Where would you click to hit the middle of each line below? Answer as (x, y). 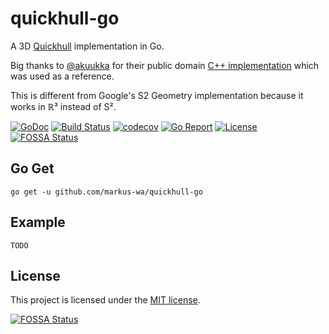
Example (38, 222)
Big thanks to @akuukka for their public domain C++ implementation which (165, 65)
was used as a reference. (62, 76)
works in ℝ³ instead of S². (63, 106)
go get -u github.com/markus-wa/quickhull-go (106, 192)
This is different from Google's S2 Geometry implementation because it (157, 95)
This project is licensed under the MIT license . (105, 300)
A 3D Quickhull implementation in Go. (87, 46)
